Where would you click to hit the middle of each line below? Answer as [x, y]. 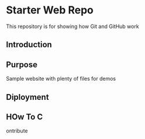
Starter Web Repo [50, 10]
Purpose [22, 65]
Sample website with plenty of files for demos [61, 79]
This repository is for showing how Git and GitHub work [72, 26]
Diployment [28, 97]
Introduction [29, 45]
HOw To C [24, 117]
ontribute [17, 131]
